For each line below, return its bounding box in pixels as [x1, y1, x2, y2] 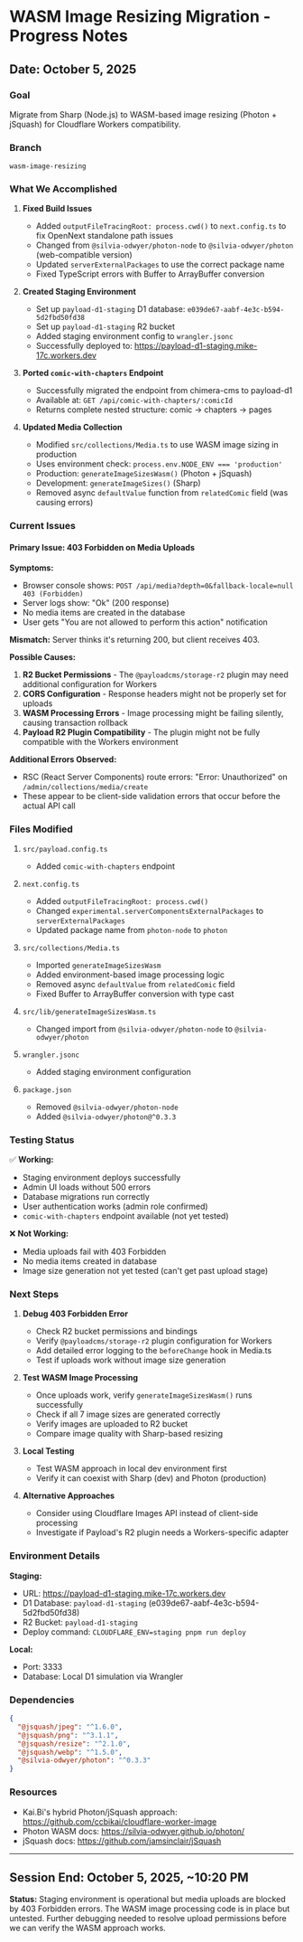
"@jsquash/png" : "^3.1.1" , [17, 1730, 119, 1739]
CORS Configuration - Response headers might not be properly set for [22, 688, 287, 699]
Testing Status [9, 1133, 75, 1145]
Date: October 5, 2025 [9, 61, 137, 77]
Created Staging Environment [22, 287, 137, 297]
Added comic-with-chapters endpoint [35, 861, 176, 872]
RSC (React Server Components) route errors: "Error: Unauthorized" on [22, 771, 288, 782]
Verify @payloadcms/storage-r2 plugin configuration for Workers [35, 1335, 272, 1346]
